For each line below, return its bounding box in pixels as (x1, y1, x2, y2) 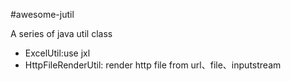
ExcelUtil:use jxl (24, 47, 91, 59)
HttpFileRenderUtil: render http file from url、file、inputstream (24, 59, 282, 71)
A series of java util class (10, 28, 113, 39)
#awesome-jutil (10, 9, 75, 20)
